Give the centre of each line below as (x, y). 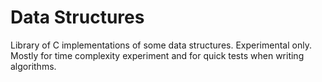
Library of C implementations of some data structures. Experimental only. (161, 45)
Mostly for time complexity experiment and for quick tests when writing (157, 55)
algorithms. (33, 66)
